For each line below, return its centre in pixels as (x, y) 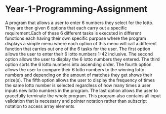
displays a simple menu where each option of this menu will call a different (81, 43)
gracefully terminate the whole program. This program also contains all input (83, 96)
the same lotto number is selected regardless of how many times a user (78, 85)
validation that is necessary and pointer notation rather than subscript (76, 101)
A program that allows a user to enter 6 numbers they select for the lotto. (79, 23)
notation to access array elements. (40, 106)
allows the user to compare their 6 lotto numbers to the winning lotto (75, 69)
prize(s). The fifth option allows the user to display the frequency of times (80, 80)
